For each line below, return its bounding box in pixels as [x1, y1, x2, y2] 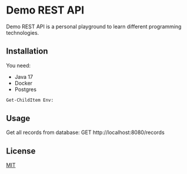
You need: [6, 62, 31, 69]
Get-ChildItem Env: [6, 97, 54, 103]
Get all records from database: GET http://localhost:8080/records [6, 129, 165, 136]
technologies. [6, 29, 39, 36]
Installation [6, 46, 48, 56]
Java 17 [14, 73, 34, 80]
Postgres [14, 86, 37, 93]
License [6, 146, 36, 156]
